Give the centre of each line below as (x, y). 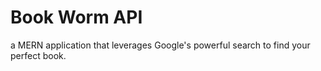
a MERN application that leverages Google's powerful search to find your (160, 45)
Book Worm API (76, 17)
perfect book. (38, 55)
